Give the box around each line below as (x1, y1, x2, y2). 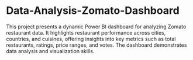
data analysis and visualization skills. (6, 47, 95, 54)
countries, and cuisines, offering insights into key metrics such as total (6, 35, 176, 42)
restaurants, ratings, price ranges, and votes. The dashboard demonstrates (6, 42, 187, 48)
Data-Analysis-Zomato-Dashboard (6, 4, 180, 17)
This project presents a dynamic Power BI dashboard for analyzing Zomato (6, 23, 187, 30)
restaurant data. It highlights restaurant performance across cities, (6, 29, 166, 36)
